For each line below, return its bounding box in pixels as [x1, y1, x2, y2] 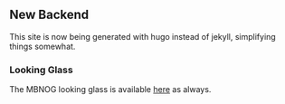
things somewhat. [9, 41, 76, 52]
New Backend [9, 7, 90, 23]
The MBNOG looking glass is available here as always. [9, 84, 212, 95]
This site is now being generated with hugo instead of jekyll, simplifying [9, 31, 276, 42]
